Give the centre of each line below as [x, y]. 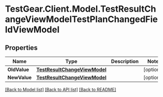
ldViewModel [32, 30]
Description [125, 61]
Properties [21, 48]
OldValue [18, 69]
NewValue [20, 78]
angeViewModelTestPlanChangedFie [81, 19]
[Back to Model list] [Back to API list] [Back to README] [61, 89]
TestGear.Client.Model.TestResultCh [81, 9]
